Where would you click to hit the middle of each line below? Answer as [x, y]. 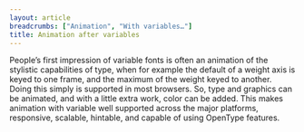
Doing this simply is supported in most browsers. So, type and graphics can [151, 89]
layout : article [40, 18]
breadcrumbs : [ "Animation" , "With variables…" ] [101, 26]
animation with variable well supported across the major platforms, [134, 108]
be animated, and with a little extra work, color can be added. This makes [147, 99]
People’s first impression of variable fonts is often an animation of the [139, 61]
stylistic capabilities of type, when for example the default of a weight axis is [152, 70]
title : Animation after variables [75, 34]
